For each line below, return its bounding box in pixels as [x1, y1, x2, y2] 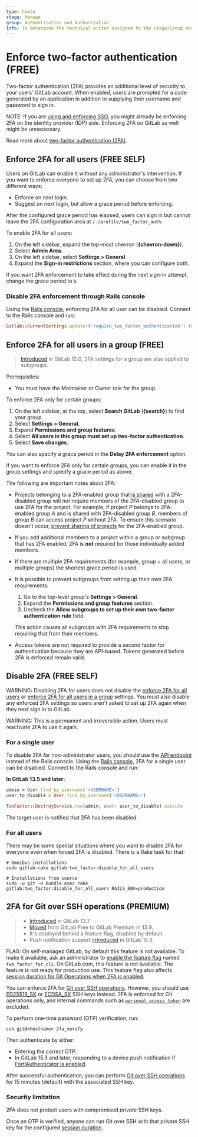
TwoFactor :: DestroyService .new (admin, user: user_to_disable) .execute [6, 803, 183, 809]
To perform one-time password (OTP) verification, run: [6, 1015, 139, 1022]
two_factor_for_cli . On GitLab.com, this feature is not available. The [6, 960, 174, 967]
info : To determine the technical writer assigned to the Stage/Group [6, 25, 183, 31]
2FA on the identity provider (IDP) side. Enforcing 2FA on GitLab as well [6, 119, 179, 127]
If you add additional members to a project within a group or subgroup [14, 533, 186, 541]
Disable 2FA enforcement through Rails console [6, 292, 146, 300]
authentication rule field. [23, 612, 85, 619]
